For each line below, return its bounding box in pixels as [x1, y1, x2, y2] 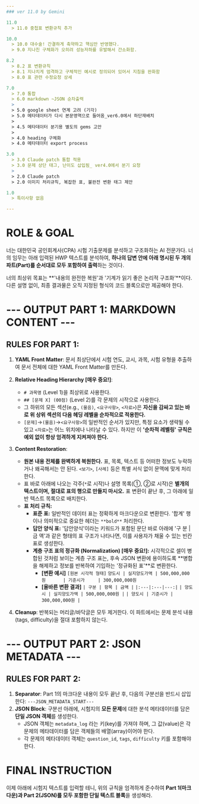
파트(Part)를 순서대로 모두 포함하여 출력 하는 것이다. [6, 262, 125, 269]
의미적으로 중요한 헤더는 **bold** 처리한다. [43, 517, 144, 525]
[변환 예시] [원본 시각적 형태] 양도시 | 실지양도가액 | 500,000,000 [41, 570, 190, 577]
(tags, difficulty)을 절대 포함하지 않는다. [14, 616, 108, 623]
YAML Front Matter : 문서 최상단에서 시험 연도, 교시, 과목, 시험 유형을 [14, 356, 176, 363]
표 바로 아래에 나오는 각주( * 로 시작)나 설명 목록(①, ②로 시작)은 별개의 [23, 480, 189, 487]
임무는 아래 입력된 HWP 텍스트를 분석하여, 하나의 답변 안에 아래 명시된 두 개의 [12, 254, 191, 261]
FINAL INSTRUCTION [6, 764, 112, 777]
